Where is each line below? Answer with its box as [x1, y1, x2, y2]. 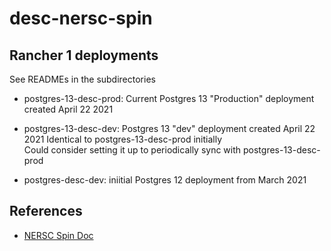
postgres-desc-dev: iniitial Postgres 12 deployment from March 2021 [23, 174, 307, 186]
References [9, 203, 83, 220]
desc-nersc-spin [9, 7, 153, 30]
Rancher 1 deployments [9, 47, 159, 64]
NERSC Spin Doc [23, 229, 94, 241]
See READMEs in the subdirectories [9, 73, 156, 85]
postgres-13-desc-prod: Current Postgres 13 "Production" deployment [23, 93, 315, 104]
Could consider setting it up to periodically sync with [23, 144, 242, 156]
